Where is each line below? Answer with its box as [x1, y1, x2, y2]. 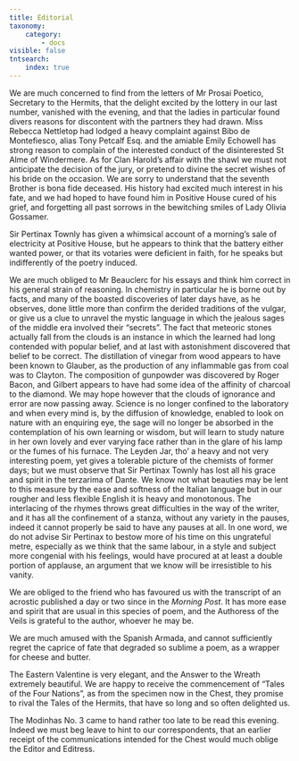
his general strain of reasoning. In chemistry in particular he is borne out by [9, 284, 287, 295]
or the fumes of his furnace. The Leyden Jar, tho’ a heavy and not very [9, 445, 270, 457]
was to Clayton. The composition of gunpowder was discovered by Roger [9, 369, 279, 380]
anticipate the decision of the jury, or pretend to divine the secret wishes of [9, 163, 286, 175]
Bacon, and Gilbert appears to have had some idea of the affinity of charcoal [9, 379, 291, 389]
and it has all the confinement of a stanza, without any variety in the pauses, [9, 512, 290, 523]
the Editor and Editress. [9, 743, 96, 754]
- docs [41, 38, 66, 47]
